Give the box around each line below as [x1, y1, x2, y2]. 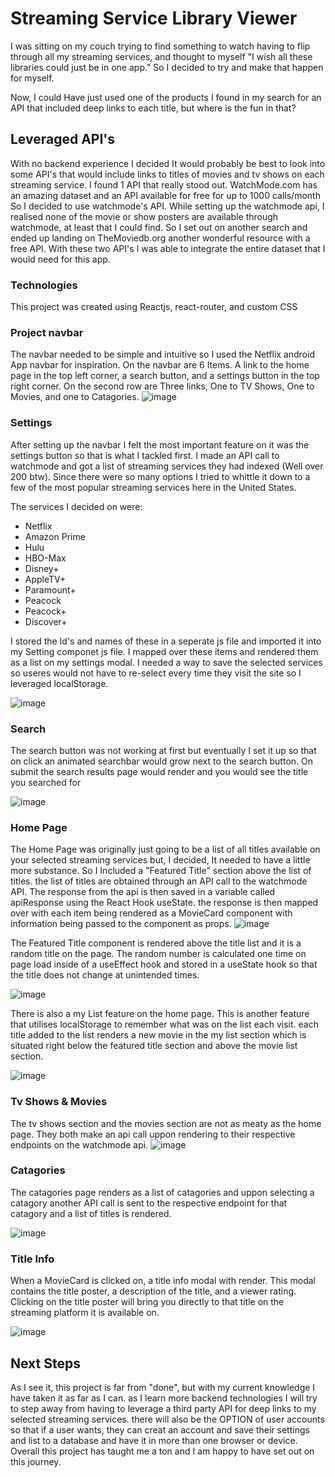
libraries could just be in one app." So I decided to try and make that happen [10, 61, 324, 73]
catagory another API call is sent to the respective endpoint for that [10, 1197, 288, 1209]
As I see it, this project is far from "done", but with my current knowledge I [10, 1381, 316, 1393]
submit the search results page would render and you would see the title [10, 765, 309, 777]
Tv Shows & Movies [10, 1095, 108, 1109]
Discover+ [24, 615, 68, 627]
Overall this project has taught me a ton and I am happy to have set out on [10, 1445, 315, 1457]
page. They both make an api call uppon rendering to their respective [10, 1128, 296, 1140]
